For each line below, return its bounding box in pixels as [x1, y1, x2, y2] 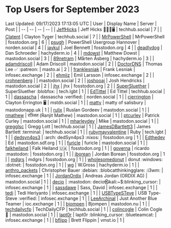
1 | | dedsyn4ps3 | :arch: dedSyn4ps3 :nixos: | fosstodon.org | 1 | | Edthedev [5, 134, 165, 140]
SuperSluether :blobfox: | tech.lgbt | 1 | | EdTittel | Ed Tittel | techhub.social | [5, 88, 165, 94]
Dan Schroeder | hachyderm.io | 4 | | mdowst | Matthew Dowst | [5, 50, 140, 56]
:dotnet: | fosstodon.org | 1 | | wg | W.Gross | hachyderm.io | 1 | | [5, 162, 139, 168]
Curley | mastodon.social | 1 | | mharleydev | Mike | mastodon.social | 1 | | [5, 118, 159, 124]
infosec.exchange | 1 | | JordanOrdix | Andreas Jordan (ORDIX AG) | [5, 172, 148, 178]
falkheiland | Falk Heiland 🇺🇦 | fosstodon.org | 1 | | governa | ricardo [5, 145, 150, 151]
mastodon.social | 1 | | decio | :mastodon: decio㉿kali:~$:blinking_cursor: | [5, 178, 161, 185]
